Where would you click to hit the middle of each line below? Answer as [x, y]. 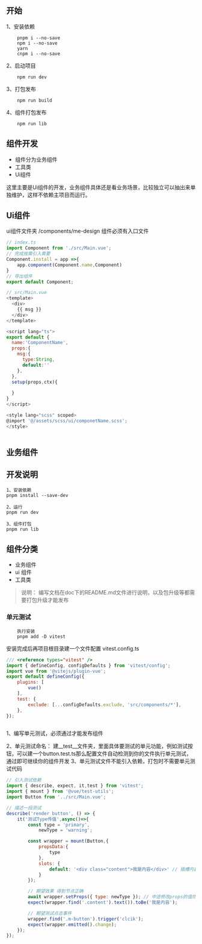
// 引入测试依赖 [24, 780]
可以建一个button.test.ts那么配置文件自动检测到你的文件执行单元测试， [104, 754]
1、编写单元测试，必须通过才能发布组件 [55, 733]
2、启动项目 [21, 66]
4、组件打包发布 [26, 112]
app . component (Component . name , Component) [69, 265]
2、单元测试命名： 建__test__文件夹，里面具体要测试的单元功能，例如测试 [97, 746]
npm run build [35, 100]
